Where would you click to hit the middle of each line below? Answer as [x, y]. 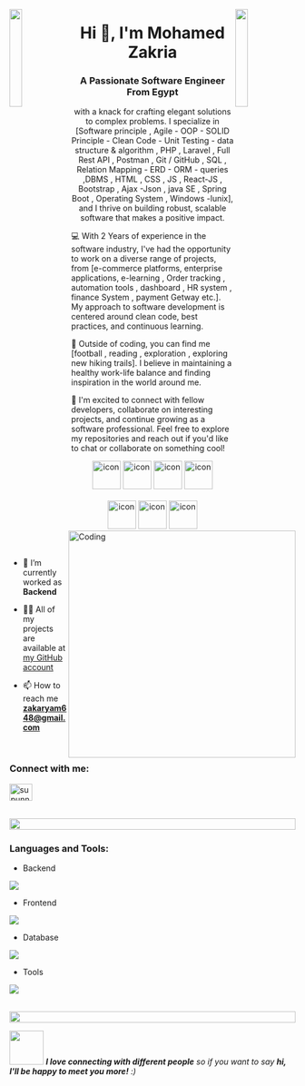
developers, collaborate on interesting [142, 410]
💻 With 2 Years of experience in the [139, 236]
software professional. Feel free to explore [150, 429]
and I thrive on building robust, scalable [152, 208]
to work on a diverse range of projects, [144, 259]
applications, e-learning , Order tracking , [148, 278]
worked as [42, 582]
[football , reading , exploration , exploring [150, 353]
